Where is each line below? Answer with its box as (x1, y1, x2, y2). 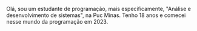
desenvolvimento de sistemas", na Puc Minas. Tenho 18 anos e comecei (6, 12, 186, 19)
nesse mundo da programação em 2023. (6, 18, 109, 25)
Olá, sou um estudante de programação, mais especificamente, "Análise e (6, 5, 191, 12)
